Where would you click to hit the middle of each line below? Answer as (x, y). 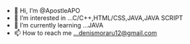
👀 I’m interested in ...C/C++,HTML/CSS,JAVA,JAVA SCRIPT (98, 18)
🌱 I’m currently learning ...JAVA (58, 25)
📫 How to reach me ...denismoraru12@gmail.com (85, 33)
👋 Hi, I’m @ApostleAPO (47, 11)
